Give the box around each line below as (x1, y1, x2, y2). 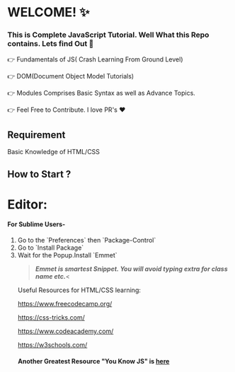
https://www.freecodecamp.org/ (17, 300, 113, 308)
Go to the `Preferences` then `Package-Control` (17, 236, 156, 245)
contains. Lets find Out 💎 (7, 39, 94, 49)
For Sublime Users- (7, 220, 66, 228)
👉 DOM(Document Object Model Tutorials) (7, 72, 134, 81)
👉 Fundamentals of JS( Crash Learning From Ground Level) (7, 55, 183, 64)
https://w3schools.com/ (17, 341, 88, 349)
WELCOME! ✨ (7, 4, 90, 21)
